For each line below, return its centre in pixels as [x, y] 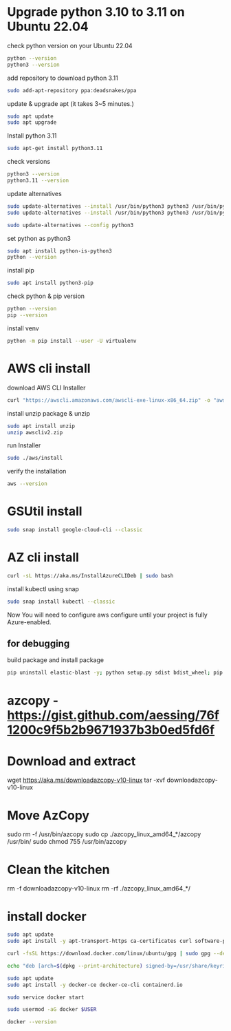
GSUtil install [45, 512]
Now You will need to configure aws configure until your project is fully [107, 615]
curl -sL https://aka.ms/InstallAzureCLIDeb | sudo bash [90, 575]
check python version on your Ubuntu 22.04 [70, 45]
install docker [47, 916]
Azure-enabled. [29, 622]
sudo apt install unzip [41, 426]
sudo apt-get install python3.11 [55, 149]
